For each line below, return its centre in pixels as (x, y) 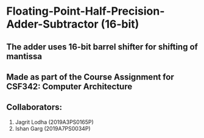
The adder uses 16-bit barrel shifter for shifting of (102, 47)
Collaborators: (34, 107)
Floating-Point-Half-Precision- (86, 11)
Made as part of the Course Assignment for (90, 77)
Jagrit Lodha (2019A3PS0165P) (55, 122)
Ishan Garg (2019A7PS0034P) (53, 128)
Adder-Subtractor (52, 24)
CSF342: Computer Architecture (69, 86)
